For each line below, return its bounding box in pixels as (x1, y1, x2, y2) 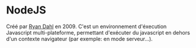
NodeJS (6, 4, 46, 17)
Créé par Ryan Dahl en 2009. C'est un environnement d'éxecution (6, 23, 167, 30)
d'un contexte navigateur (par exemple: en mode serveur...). (6, 35, 153, 42)
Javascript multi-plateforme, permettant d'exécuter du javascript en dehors (6, 29, 191, 36)
